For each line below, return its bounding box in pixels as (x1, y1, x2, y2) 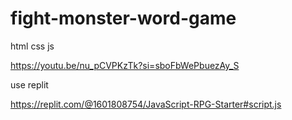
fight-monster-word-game (10, 7, 237, 30)
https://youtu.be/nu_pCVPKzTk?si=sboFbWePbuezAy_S (10, 59, 240, 71)
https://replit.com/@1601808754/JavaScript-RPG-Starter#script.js (10, 98, 282, 110)
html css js (10, 40, 55, 52)
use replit (10, 78, 49, 91)
